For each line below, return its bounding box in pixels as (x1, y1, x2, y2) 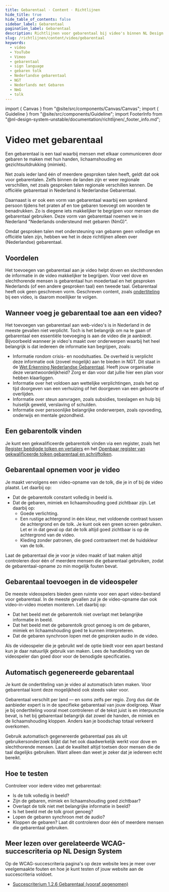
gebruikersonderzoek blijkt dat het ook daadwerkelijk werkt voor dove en (5, 739, 157, 745)
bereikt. (5, 755, 21, 761)
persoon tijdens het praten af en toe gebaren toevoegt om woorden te (5, 202, 150, 208)
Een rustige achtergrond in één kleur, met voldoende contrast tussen (20, 515, 163, 521)
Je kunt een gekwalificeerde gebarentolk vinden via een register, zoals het (5, 440, 160, 446)
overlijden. (12, 391, 35, 397)
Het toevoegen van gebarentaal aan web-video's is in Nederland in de (5, 322, 151, 328)
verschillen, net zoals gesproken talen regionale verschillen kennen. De (5, 182, 153, 188)
